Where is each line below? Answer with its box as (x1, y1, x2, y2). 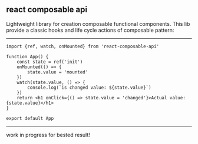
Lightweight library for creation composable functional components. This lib (6, 20, 190, 27)
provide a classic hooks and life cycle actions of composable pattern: (6, 26, 174, 34)
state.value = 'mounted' (27, 69, 88, 75)
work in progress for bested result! (6, 131, 90, 138)
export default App (6, 115, 54, 121)
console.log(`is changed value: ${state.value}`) (27, 85, 151, 91)
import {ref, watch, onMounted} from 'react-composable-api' (6, 43, 160, 49)
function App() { (6, 53, 49, 59)
